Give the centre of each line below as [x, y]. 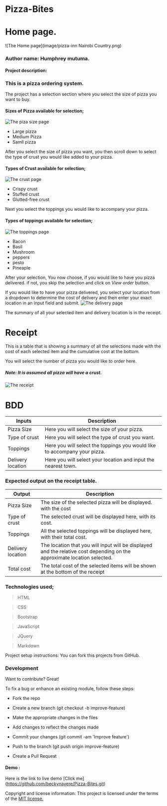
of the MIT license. [24, 799]
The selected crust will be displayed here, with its [98, 517]
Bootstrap [27, 617]
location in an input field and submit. [42, 303]
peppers [21, 257]
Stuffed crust [26, 194]
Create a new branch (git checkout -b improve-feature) [69, 708]
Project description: [26, 70]
